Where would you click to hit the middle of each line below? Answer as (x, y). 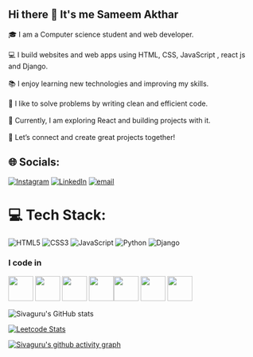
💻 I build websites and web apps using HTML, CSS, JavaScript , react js (127, 54)
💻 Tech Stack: (57, 215)
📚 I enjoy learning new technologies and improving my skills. (109, 83)
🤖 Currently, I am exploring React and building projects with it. (109, 120)
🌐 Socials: (34, 163)
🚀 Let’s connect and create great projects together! (92, 137)
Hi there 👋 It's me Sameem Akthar (93, 15)
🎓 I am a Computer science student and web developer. (101, 34)
